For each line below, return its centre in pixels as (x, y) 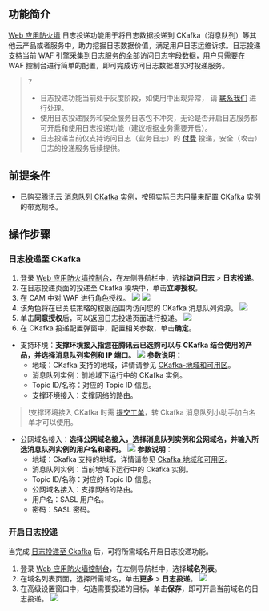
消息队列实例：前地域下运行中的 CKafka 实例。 (109, 375)
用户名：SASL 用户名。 (70, 500)
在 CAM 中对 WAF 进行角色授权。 (75, 298)
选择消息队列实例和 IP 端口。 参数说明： (112, 355)
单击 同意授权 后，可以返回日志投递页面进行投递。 (100, 318)
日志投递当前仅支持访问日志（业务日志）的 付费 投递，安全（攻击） (149, 138)
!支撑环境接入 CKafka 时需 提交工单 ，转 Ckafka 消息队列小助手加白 (139, 412)
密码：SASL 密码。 (63, 510)
